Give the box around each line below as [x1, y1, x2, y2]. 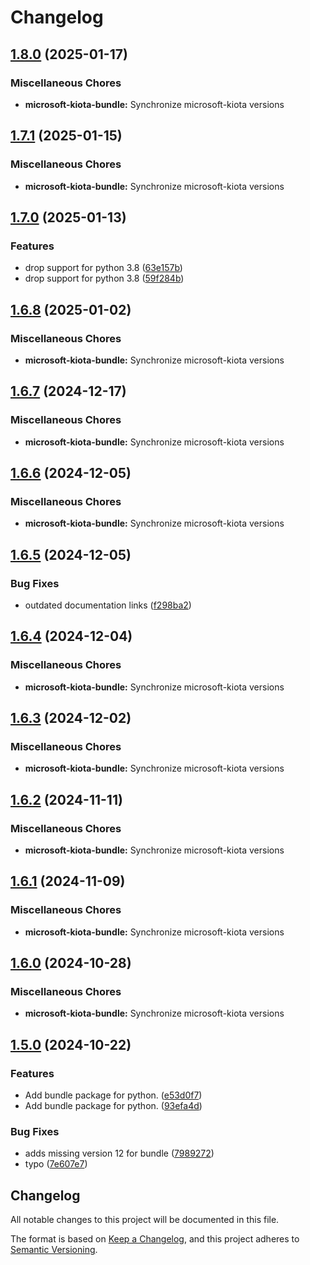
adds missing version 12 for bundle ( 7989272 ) [24, 1147, 215, 1160]
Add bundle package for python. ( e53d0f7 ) [24, 1089, 203, 1101]
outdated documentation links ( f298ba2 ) [24, 599, 192, 611]
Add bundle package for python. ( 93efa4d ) [24, 1100, 203, 1112]
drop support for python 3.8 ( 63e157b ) [24, 262, 183, 274]
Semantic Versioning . [10, 1244, 98, 1256]
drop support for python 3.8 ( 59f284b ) [24, 272, 185, 285]
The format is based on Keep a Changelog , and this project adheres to [10, 1233, 300, 1245]
